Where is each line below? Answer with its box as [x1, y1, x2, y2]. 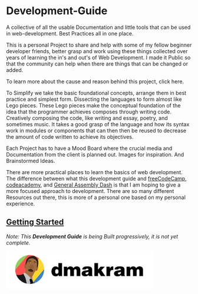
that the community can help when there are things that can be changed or [6, 60, 189, 67]
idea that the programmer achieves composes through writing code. [6, 108, 172, 115]
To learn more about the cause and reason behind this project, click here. [6, 78, 184, 85]
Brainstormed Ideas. [6, 157, 55, 164]
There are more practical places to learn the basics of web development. [6, 168, 183, 175]
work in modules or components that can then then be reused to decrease [6, 127, 187, 134]
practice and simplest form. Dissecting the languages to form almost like [6, 96, 182, 103]
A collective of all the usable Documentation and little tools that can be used [6, 24, 191, 31]
